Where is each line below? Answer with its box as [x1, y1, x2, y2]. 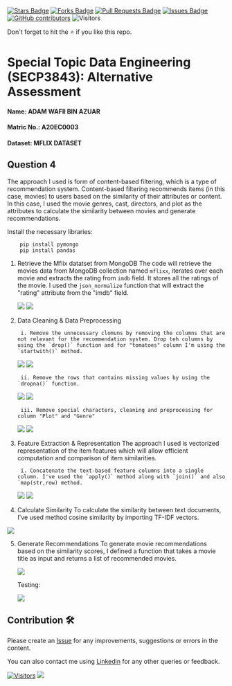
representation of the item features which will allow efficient [17, 446, 188, 455]
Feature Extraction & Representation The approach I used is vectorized [17, 439, 220, 447]
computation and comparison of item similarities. [17, 453, 157, 462]
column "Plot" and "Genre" [17, 413, 96, 419]
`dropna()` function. [17, 380, 80, 387]
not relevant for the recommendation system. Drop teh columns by [17, 336, 213, 343]
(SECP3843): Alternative [7, 69, 154, 85]
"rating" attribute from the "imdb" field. [17, 288, 130, 297]
